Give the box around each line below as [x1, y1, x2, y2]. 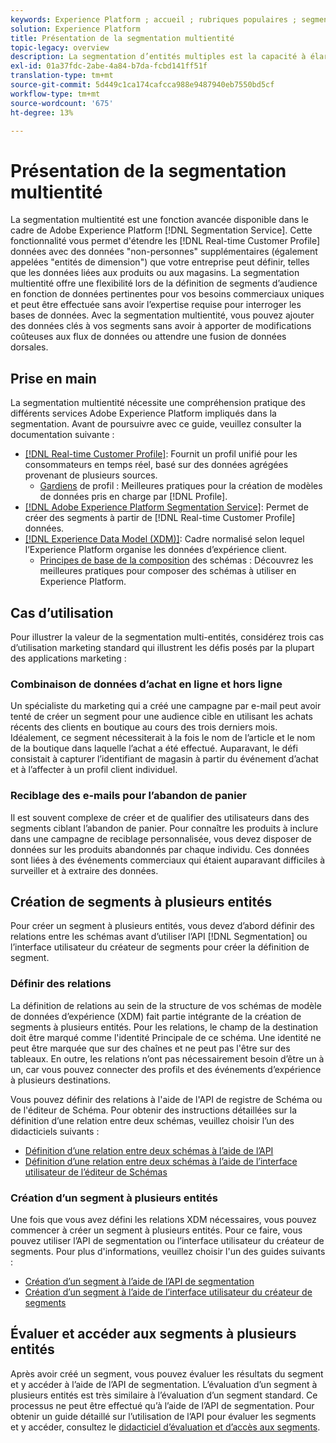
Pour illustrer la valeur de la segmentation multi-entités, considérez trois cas [10, 631, 325, 643]
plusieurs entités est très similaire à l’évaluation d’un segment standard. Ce [10, 1389, 318, 1401]
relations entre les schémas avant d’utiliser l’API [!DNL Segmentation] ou [10, 931, 308, 943]
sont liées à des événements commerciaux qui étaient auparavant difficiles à [10, 854, 326, 866]
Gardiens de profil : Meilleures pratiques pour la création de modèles [39, 480, 323, 492]
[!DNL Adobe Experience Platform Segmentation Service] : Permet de [24, 501, 309, 513]
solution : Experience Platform [10, 24, 141, 34]
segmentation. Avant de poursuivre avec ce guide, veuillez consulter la [10, 418, 302, 430]
